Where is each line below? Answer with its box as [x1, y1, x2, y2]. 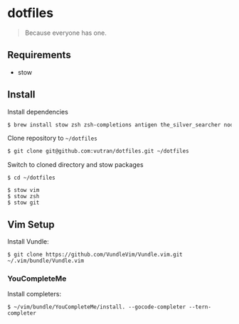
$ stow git [7, 199, 40, 207]
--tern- [188, 303, 212, 310]
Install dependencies [7, 107, 69, 116]
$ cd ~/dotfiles [7, 174, 55, 182]
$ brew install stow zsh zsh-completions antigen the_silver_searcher [7, 121, 221, 129]
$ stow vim [7, 187, 40, 194]
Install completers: [7, 290, 62, 298]
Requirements [7, 49, 71, 61]
